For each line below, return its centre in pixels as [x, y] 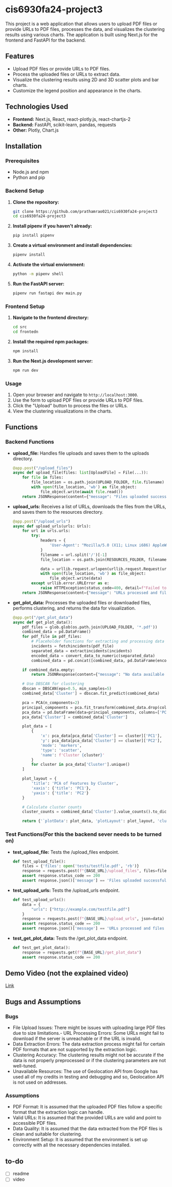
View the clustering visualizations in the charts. [62, 411]
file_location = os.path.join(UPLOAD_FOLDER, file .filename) [98, 482]
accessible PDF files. [35, 1123]
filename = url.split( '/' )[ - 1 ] [74, 555]
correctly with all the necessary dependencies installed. [72, 1145]
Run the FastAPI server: [39, 283]
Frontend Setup [25, 306]
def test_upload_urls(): [39, 900]
